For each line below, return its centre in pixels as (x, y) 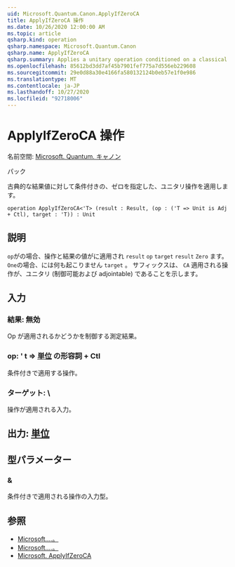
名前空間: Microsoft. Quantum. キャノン (64, 156)
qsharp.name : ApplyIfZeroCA (48, 53)
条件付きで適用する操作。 (44, 372)
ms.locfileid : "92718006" (45, 99)
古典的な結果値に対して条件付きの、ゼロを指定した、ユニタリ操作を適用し (115, 186)
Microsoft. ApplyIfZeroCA (54, 555)
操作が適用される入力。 (41, 410)
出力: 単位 (28, 434)
